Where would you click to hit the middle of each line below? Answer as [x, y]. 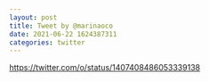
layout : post [33, 17]
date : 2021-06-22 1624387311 [63, 34]
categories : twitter [48, 42]
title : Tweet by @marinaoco [61, 26]
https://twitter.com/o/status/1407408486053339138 [105, 68]
